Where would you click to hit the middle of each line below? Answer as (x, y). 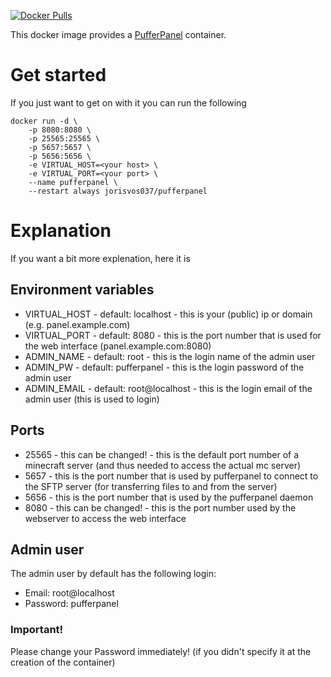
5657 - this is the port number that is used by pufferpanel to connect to (171, 476)
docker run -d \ (44, 121)
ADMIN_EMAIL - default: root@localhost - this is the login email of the (168, 388)
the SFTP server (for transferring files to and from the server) (151, 486)
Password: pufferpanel (71, 604)
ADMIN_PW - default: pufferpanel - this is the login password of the (164, 367)
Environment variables (82, 290)
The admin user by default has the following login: (113, 574)
